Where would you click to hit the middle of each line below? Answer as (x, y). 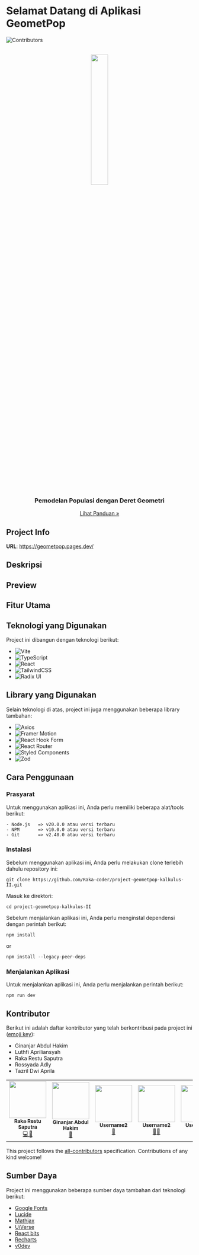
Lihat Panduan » (99, 514)
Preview (22, 585)
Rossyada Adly (33, 1064)
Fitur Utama (28, 605)
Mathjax (25, 1221)
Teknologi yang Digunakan (57, 625)
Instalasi (19, 849)
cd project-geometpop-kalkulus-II (49, 907)
